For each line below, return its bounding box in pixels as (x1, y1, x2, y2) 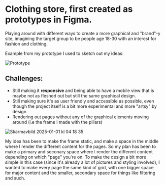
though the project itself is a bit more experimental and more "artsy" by (12, 103, 157, 109)
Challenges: (5, 74, 43, 83)
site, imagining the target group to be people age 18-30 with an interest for (5, 36, 157, 42)
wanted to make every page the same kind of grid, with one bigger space (5, 164, 154, 170)
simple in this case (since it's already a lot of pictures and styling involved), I (5, 159, 160, 165)
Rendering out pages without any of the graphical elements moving (12, 114, 149, 120)
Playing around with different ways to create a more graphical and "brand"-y (5, 30, 161, 36)
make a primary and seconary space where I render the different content (5, 148, 153, 154)
